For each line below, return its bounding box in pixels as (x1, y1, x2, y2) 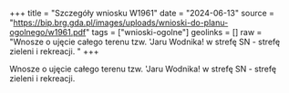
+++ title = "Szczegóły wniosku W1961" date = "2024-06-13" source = (9, 8, 275, 18)
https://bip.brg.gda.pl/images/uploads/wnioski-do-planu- (13, 17, 229, 28)
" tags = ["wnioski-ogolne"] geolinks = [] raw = (85, 27, 263, 37)
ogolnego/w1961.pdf (9, 27, 87, 37)
